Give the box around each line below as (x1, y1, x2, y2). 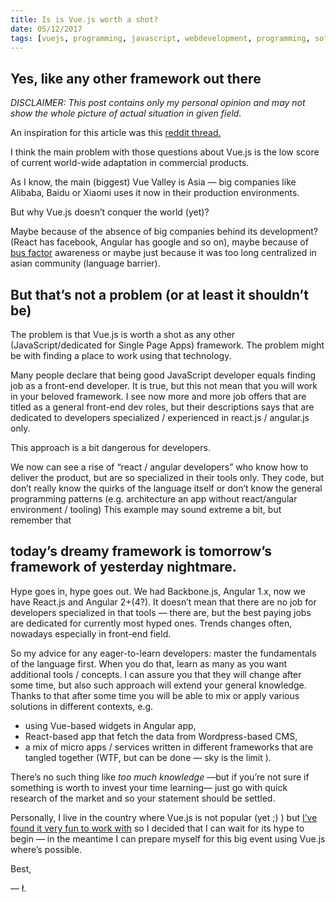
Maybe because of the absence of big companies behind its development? (10, 226, 318, 238)
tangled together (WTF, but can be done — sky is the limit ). (24, 751, 272, 763)
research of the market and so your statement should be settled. (10, 792, 276, 804)
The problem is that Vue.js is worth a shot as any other (10, 329, 236, 340)
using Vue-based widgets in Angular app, (24, 719, 197, 731)
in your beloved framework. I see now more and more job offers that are (10, 391, 307, 402)
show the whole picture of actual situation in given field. (10, 107, 242, 120)
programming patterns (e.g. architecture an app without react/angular (10, 493, 298, 505)
